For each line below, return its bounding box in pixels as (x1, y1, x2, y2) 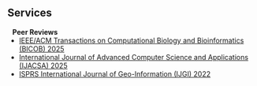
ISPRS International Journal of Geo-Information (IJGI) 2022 (18, 69, 211, 78)
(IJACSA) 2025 (18, 61, 68, 70)
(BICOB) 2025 (18, 43, 65, 54)
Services (7, 6, 53, 20)
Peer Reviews (12, 27, 58, 36)
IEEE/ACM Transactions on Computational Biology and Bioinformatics (18, 36, 244, 45)
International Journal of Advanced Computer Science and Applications (18, 52, 249, 62)
